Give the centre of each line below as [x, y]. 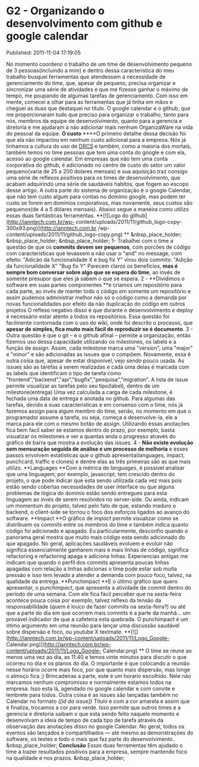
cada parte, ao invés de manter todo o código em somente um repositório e [99, 291]
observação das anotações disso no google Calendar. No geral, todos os [95, 726]
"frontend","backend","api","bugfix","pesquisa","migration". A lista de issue [97, 379]
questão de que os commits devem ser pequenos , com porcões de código [99, 247]
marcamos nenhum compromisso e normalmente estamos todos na [89, 682]
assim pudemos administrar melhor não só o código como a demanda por [97, 297]
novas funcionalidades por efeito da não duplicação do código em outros [96, 303]
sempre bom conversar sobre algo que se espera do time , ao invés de [93, 272]
